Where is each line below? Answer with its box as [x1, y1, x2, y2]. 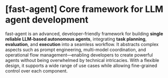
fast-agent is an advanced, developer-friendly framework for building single [5, 30, 163, 36]
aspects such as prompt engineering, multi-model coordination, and [5, 46, 146, 52]
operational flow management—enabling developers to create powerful [5, 51, 153, 58]
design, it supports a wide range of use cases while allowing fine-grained [5, 62, 157, 68]
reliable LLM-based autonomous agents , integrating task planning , [5, 36, 147, 42]
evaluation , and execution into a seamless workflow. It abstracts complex [5, 41, 159, 47]
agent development [5, 14, 89, 25]
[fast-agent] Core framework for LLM [5, 3, 163, 15]
